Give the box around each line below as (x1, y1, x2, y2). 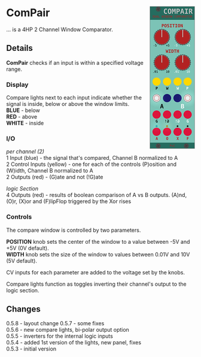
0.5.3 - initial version (6, 345, 57, 353)
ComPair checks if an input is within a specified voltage (6, 59, 144, 66)
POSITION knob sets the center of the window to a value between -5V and (6, 238, 190, 245)
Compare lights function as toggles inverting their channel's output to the (6, 280, 187, 288)
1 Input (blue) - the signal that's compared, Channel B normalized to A (6, 155, 178, 162)
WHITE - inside (6, 120, 44, 127)
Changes (6, 304, 41, 314)
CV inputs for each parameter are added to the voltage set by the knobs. (6, 268, 185, 276)
